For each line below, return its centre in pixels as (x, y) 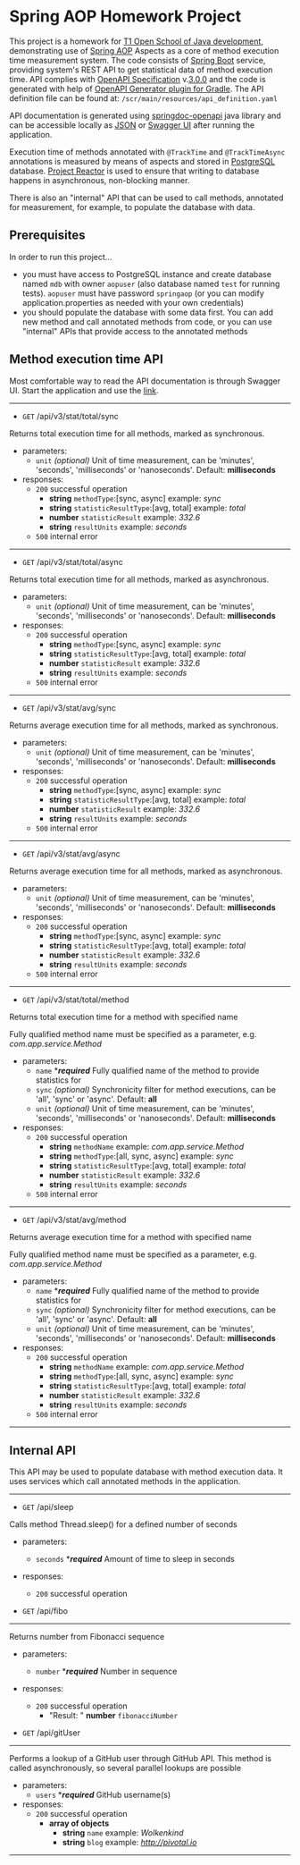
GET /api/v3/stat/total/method (75, 1000)
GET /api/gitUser (51, 1733)
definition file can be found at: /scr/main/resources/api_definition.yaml (144, 98)
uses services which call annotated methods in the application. (125, 1481)
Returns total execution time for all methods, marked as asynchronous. (139, 579)
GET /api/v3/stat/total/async (72, 561)
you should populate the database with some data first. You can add (148, 312)
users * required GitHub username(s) (103, 1795)
